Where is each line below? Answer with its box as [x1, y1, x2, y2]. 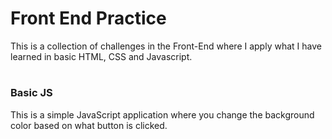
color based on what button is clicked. [10, 119, 168, 131]
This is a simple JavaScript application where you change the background [10, 108, 315, 121]
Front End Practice [10, 7, 167, 30]
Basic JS [10, 86, 53, 100]
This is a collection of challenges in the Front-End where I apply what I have [10, 40, 322, 52]
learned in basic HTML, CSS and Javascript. [10, 50, 193, 62]
